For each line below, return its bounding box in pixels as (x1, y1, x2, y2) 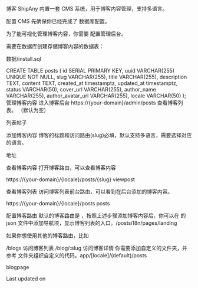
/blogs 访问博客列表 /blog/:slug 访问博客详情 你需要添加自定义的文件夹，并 (6, 244, 187, 251)
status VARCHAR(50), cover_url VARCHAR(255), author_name (6, 86, 156, 93)
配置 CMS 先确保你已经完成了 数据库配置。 (6, 18, 110, 25)
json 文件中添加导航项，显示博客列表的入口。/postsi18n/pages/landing (6, 220, 177, 226)
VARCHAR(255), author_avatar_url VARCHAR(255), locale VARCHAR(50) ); (6, 92, 187, 99)
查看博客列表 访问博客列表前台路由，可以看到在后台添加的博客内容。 (6, 188, 173, 195)
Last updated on (6, 275, 46, 282)
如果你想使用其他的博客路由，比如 (6, 232, 89, 239)
